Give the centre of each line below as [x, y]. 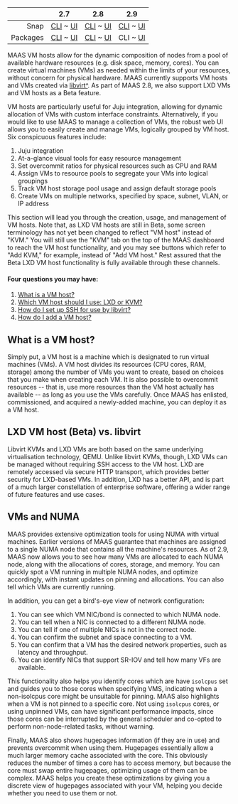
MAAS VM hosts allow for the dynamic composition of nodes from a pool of [118, 55]
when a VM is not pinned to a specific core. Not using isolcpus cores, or [113, 704]
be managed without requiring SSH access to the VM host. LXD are [106, 464]
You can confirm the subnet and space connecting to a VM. [105, 637]
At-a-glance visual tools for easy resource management [99, 158]
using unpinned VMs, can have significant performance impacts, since [111, 711]
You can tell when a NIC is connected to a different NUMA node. [112, 622]
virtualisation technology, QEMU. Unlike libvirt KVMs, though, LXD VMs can [118, 456]
